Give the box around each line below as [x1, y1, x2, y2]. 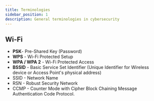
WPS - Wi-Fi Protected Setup [12, 53, 73, 60]
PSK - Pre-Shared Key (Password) [12, 48, 82, 54]
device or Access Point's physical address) [12, 69, 101, 75]
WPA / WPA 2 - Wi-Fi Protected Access [12, 59, 94, 65]
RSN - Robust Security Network [12, 80, 78, 86]
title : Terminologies [5, 7, 50, 12]
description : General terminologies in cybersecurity [5, 16, 120, 21]
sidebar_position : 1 [5, 12, 48, 17]
